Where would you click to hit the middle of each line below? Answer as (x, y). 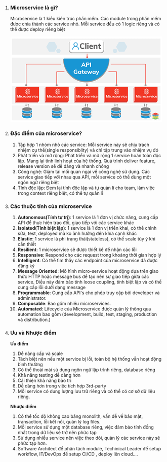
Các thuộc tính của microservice (51, 206)
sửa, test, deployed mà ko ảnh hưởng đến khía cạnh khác (77, 233)
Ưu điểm (19, 344)
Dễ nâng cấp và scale (40, 353)
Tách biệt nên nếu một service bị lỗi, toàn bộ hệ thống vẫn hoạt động (90, 359)
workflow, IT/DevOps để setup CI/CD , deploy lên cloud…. (78, 454)
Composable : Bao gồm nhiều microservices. (64, 304)
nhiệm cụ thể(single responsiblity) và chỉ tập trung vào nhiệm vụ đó (88, 150)
